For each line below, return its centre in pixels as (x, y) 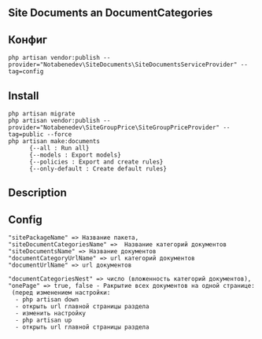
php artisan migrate (42, 114)
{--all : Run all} (59, 149)
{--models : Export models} (75, 155)
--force (59, 134)
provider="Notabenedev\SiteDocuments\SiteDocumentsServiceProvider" (123, 65)
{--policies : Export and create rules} (96, 162)
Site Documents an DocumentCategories (111, 13)
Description (37, 193)
